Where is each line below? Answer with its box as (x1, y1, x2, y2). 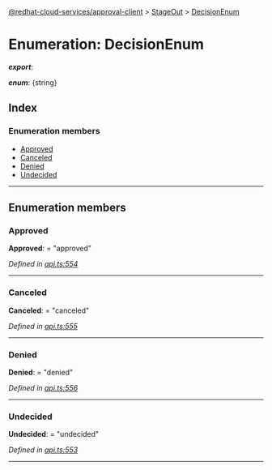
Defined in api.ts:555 (8, 321, 79, 331)
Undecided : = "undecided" (8, 429, 100, 439)
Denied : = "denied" (8, 367, 74, 377)
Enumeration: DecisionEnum (8, 36, 205, 53)
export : (8, 62, 34, 71)
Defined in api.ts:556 (8, 382, 79, 392)
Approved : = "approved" (8, 243, 91, 254)
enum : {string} (8, 77, 58, 88)
